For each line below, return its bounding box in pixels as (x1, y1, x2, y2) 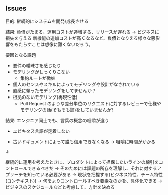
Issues (5, 4, 27, 13)
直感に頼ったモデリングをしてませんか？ (12, 87, 97, 93)
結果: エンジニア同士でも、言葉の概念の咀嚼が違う (5, 117, 109, 123)
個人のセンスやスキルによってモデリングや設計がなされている (12, 81, 140, 87)
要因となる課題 (5, 52, 36, 58)
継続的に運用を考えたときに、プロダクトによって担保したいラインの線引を (5, 159, 159, 165)
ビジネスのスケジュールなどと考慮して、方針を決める (5, 184, 115, 190)
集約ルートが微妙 (20, 75, 56, 81)
